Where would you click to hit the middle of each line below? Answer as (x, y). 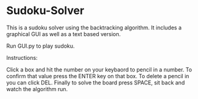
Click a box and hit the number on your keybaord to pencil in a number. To (99, 69)
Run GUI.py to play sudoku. (41, 46)
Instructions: (22, 57)
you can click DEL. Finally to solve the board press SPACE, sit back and (96, 82)
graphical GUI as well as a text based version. (63, 34)
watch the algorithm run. (37, 89)
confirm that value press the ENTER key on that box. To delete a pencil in (98, 76)
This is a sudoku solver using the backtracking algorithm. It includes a (94, 28)
